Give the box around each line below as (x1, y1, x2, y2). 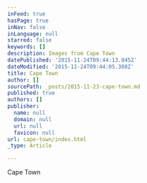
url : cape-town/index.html (7, 135, 87, 143)
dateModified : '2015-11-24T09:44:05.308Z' (7, 63, 134, 70)
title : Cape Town (7, 70, 59, 77)
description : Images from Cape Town (7, 50, 115, 57)
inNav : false (7, 23, 46, 30)
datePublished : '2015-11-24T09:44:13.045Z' (7, 57, 138, 64)
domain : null (13, 116, 52, 123)
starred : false (7, 37, 52, 44)
